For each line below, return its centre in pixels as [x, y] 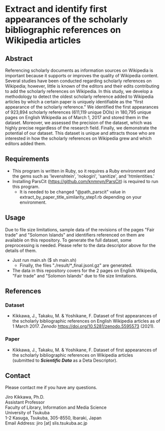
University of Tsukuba [28, 413]
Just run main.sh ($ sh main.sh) [44, 260]
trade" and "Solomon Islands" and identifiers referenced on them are [75, 235]
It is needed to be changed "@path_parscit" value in [72, 192]
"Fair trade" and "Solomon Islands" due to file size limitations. [75, 276]
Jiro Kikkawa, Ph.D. [25, 397]
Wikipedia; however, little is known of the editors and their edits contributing [82, 86]
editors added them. [26, 143]
